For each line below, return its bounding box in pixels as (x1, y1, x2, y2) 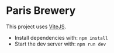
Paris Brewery (6, 4, 76, 17)
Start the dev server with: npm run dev (14, 40, 106, 47)
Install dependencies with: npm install (14, 34, 108, 41)
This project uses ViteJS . (6, 23, 66, 30)
